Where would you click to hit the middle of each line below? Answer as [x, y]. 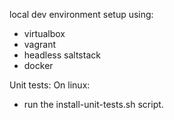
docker [38, 65]
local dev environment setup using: [81, 14]
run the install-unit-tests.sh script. [93, 104]
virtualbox [44, 33]
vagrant [40, 44]
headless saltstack [62, 55]
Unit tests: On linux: [50, 85]
